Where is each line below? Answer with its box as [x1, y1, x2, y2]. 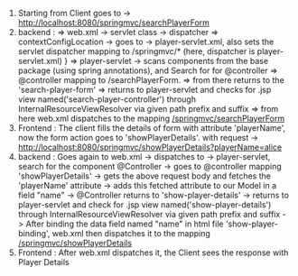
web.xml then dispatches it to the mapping [51, 228, 210, 238]
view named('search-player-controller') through [17, 94, 197, 105]
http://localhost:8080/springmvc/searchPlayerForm [17, 17, 210, 28]
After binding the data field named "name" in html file [25, 218, 224, 229]
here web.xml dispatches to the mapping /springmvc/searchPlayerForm [17, 113, 285, 124]
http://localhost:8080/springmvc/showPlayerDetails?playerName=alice [17, 142, 283, 152]
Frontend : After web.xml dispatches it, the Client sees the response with [17, 247, 289, 258]
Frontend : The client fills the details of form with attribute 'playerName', [17, 123, 286, 133]
